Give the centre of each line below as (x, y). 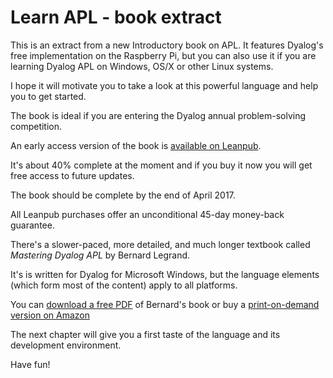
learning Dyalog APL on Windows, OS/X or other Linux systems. (142, 66)
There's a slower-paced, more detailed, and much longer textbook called (160, 244)
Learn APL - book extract (116, 17)
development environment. (66, 345)
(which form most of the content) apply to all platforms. (124, 285)
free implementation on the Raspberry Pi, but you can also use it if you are (163, 55)
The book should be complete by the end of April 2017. (123, 195)
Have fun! (30, 364)
